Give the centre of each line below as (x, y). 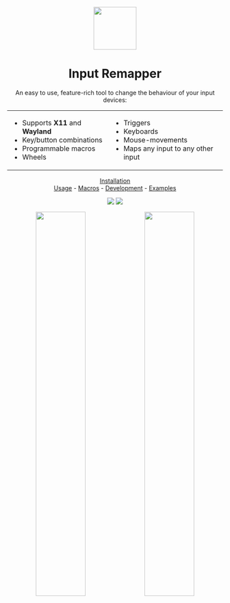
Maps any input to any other (168, 149)
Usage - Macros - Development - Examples (115, 188)
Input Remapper (115, 74)
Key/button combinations (62, 140)
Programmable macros (59, 149)
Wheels (34, 157)
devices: (115, 100)
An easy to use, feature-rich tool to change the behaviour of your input (115, 92)
